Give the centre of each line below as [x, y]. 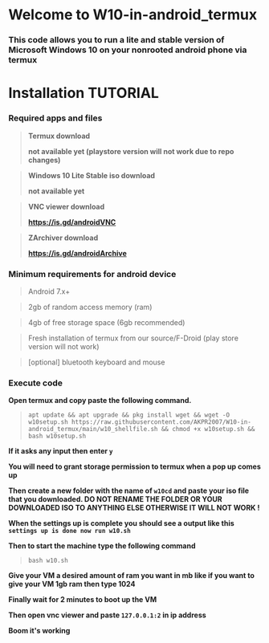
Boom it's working [39, 631]
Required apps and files [55, 118]
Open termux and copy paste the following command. [100, 401]
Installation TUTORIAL [84, 93]
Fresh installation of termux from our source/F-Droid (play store [133, 338]
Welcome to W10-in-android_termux [133, 15]
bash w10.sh [48, 561]
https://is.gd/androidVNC [72, 222]
